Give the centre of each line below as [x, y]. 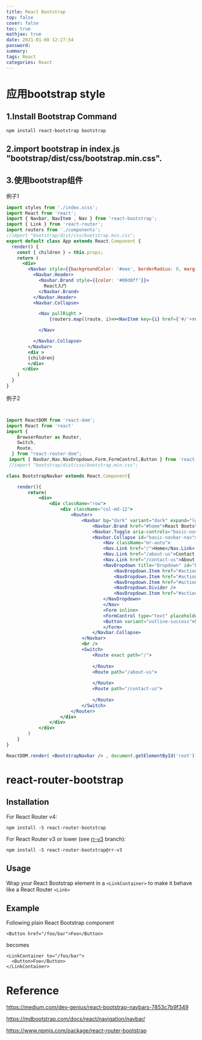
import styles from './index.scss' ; [52, 208]
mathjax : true [24, 34]
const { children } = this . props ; [60, 252]
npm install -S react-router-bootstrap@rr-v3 [64, 850]
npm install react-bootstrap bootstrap [56, 130]
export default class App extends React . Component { [74, 241]
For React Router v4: [32, 816]
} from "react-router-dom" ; [47, 454]
